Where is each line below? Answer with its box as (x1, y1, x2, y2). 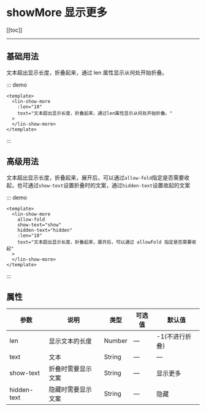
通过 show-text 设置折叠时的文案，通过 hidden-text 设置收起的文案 (27, 182, 191, 189)
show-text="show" (17, 221, 62, 228)
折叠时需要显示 (48, 364, 92, 373)
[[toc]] (6, 26, 23, 34)
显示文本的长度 (48, 337, 92, 345)
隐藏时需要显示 (48, 385, 92, 394)
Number (104, 337, 128, 345)
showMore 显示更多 (6, 6, 107, 20)
